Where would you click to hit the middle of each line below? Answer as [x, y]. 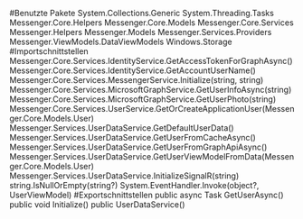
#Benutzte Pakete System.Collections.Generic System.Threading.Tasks [142, 13]
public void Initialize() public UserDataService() [97, 205]
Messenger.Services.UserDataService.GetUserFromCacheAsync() [133, 137]
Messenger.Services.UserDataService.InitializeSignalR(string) [124, 176]
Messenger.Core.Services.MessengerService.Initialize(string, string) [137, 80]
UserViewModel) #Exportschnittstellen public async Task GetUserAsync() [147, 195]
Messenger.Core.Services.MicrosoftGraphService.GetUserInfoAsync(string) [151, 90]
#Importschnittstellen [49, 51]
